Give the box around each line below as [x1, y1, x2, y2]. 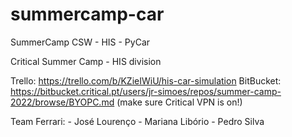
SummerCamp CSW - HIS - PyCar [10, 36, 151, 48]
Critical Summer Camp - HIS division [10, 55, 162, 67]
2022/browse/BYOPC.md [10, 96, 115, 108]
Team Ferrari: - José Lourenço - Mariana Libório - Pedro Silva [10, 115, 265, 127]
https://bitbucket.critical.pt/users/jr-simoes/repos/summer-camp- [10, 85, 282, 97]
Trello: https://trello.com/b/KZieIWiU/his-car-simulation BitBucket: [10, 74, 282, 87]
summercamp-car [10, 3, 165, 26]
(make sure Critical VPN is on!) [116, 96, 243, 108]
